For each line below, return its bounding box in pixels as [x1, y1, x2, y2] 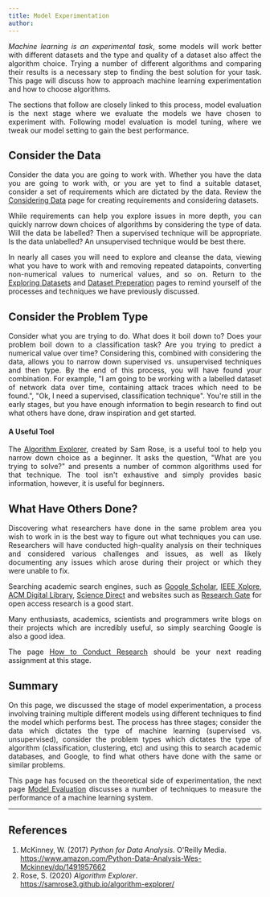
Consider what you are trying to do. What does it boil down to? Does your [8, 331, 262, 341]
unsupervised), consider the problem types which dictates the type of [8, 734, 262, 744]
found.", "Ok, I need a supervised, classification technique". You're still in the [8, 391, 262, 401]
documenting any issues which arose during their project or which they [8, 558, 262, 567]
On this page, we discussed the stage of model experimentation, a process [8, 700, 262, 710]
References [8, 824, 67, 837]
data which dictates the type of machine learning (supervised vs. [8, 726, 262, 735]
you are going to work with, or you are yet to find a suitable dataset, [8, 179, 262, 188]
